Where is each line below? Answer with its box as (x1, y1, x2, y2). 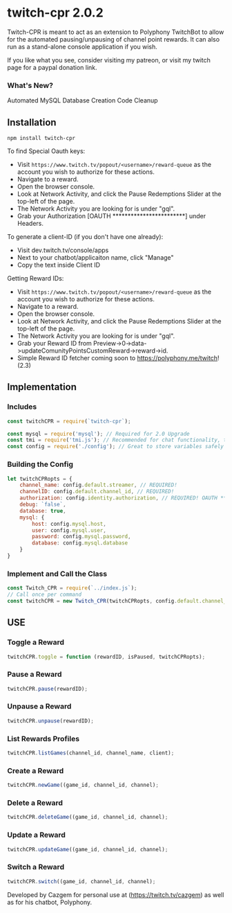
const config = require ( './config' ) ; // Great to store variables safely (7, 443, 224, 450)
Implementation (7, 381, 77, 393)
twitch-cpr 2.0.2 (7, 5, 104, 21)
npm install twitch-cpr (7, 135, 76, 142)
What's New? (7, 80, 54, 90)
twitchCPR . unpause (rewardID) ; (7, 717, 95, 725)
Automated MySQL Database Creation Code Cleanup (7, 96, 158, 105)
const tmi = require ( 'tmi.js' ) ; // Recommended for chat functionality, (7, 436, 221, 444)
